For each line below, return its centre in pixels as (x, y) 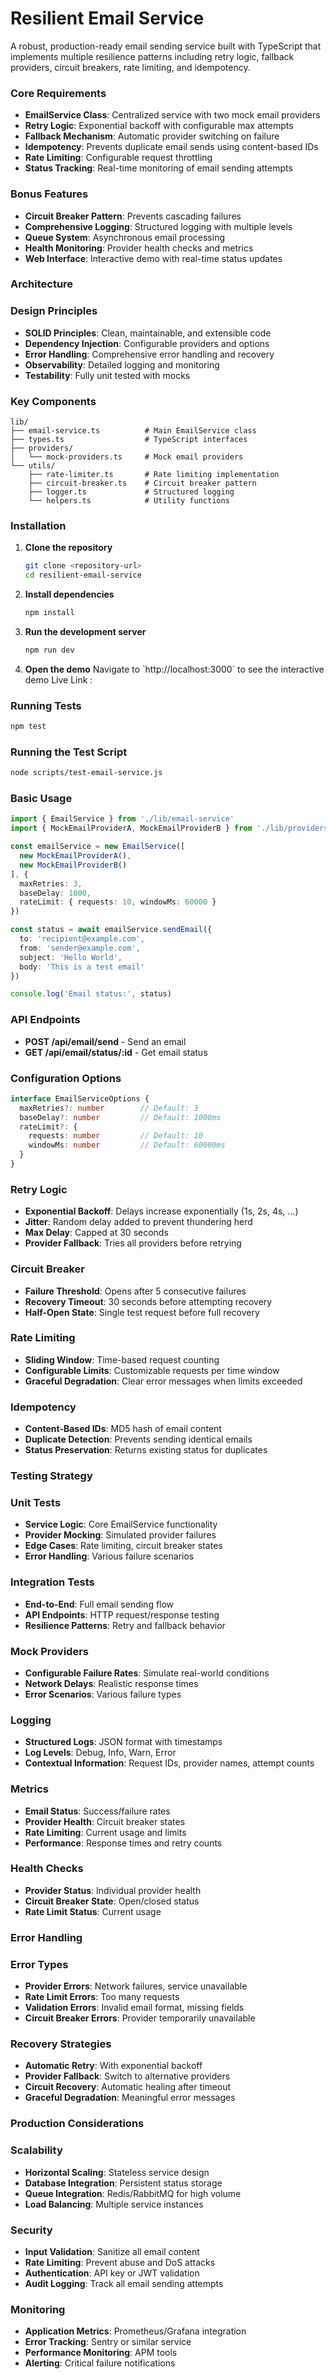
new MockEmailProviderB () (73, 865)
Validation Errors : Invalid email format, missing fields (134, 2008)
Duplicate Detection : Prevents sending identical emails (138, 1439)
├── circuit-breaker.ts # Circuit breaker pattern (142, 483)
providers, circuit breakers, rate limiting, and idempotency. (130, 67)
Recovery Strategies (61, 2044)
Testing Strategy (51, 1476)
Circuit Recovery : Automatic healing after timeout (128, 2087)
